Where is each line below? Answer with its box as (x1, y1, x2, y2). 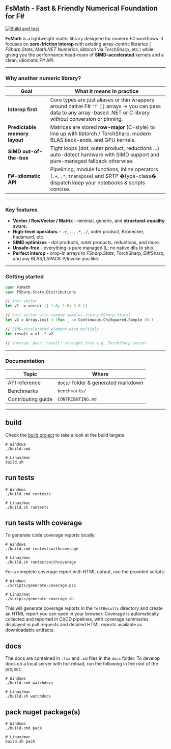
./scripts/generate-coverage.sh (5, 596, 74, 602)
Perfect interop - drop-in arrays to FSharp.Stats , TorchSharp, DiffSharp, (12, 250, 165, 256)
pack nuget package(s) (5, 708, 80, 716)
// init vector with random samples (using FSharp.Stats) (5, 313, 131, 318)
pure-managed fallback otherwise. (50, 157, 134, 165)
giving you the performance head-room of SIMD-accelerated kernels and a (5, 51, 164, 58)
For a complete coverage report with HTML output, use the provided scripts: (5, 569, 165, 575)
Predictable (8, 124, 37, 131)
